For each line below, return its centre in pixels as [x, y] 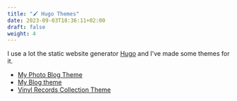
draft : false [26, 27]
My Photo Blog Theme [50, 75]
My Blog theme [39, 83]
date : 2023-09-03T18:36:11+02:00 [56, 20]
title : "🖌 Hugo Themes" [43, 14]
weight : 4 [22, 34]
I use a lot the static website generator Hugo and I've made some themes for [119, 54]
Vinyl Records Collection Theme [64, 90]
